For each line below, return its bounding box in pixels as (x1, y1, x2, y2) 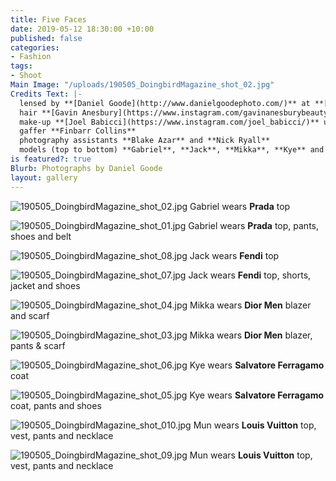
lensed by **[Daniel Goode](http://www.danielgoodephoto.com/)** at (19, 98, 311, 108)
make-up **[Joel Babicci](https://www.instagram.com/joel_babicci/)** (19, 117, 320, 127)
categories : (10, 42, 60, 53)
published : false (10, 33, 83, 43)
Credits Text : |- (10, 89, 83, 99)
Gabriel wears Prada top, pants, (188, 219, 320, 231)
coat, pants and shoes (10, 399, 102, 411)
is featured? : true (10, 154, 92, 164)
